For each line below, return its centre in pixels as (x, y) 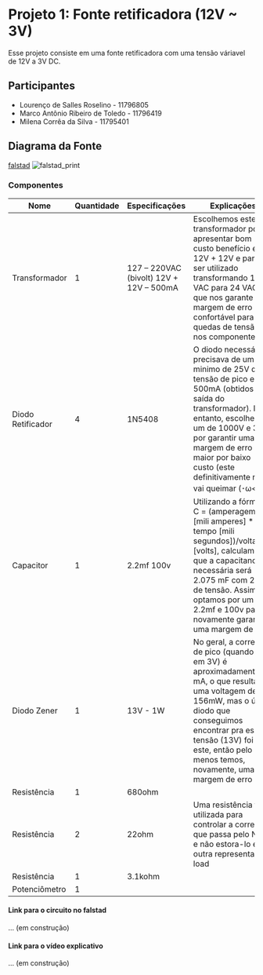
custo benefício (222, 248)
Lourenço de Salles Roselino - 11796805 (84, 104)
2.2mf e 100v (218, 609)
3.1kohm (143, 876)
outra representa (224, 853)
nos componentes (226, 337)
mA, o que (212, 681)
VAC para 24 (216, 287)
